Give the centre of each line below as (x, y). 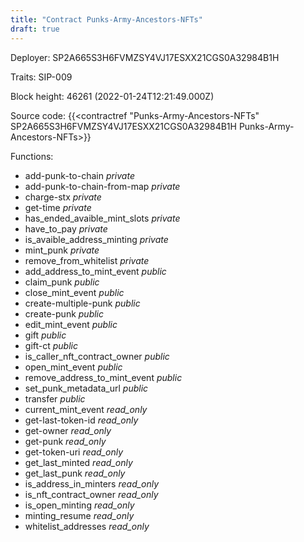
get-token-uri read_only (74, 452)
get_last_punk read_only (75, 473)
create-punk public (64, 313)
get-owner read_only (68, 430)
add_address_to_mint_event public (95, 271)
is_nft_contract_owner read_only (91, 494)
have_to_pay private (66, 228)
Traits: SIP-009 (41, 77)
